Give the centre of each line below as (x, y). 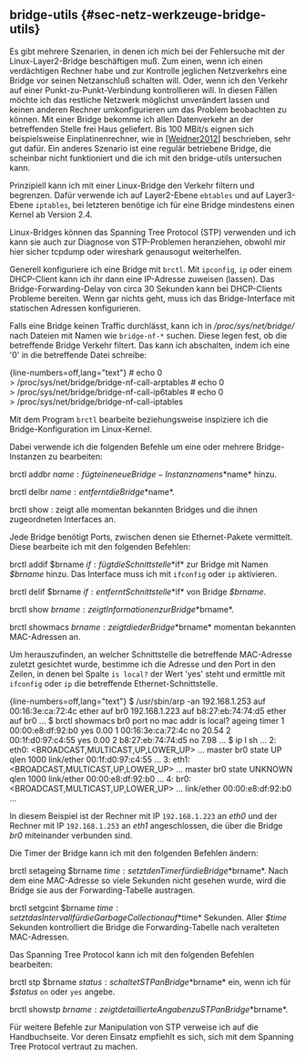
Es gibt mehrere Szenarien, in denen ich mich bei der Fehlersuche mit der (147, 51)
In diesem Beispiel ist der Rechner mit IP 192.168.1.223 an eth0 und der (143, 815)
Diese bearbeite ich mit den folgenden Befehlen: (100, 546)
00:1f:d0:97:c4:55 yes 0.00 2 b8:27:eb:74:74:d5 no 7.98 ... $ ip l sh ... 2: (143, 739)
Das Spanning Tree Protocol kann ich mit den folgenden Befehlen (132, 954)
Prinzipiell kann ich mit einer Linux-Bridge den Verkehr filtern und (132, 185)
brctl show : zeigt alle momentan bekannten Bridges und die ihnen (133, 509)
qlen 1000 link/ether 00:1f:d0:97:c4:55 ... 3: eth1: (100, 759)
